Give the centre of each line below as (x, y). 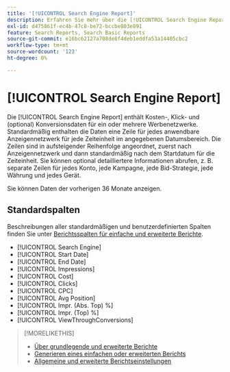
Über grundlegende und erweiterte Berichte (96, 346)
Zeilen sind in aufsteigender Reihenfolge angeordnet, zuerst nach (99, 146)
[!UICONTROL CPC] (45, 290)
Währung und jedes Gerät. (44, 175)
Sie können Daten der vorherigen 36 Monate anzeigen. (85, 188)
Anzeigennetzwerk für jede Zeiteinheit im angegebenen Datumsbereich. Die (114, 138)
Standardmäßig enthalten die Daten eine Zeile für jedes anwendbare (103, 132)
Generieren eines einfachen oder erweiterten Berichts (110, 354)
